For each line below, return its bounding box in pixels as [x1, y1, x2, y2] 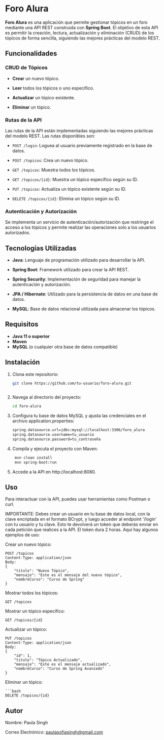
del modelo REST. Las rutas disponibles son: [5, 133, 96, 139]
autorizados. [5, 230, 31, 236]
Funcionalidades [5, 49, 58, 58]
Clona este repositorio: [12, 371, 59, 377]
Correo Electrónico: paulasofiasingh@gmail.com [5, 729, 103, 735]
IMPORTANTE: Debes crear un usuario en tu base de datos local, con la [5, 511, 150, 517]
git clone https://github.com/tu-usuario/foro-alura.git [12, 381, 132, 386]
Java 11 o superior [12, 333, 50, 339]
